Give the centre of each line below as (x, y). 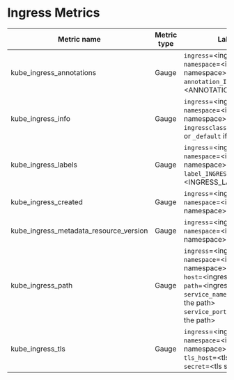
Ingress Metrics (54, 13)
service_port (205, 312)
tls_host (198, 358)
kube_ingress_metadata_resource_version (79, 231)
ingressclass (205, 127)
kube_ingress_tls (38, 349)
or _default (202, 135)
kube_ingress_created (47, 201)
